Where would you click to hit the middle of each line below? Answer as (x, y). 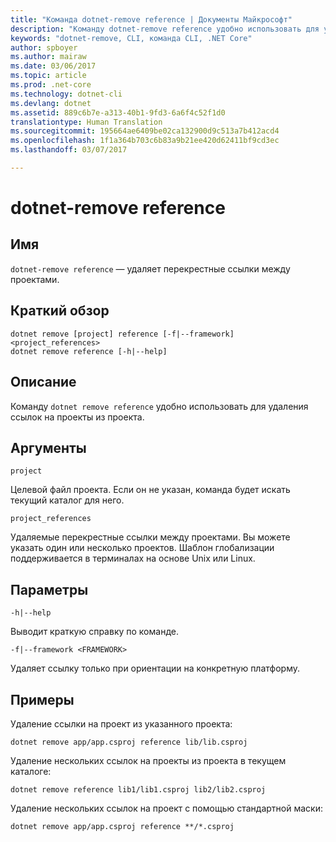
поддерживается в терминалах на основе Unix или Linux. (133, 558)
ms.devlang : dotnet (51, 103)
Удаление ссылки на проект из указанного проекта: (121, 723)
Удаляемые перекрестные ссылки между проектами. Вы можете (150, 537)
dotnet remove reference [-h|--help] (89, 351)
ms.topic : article (48, 76)
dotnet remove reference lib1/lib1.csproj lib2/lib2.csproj (138, 789)
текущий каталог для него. (67, 500)
